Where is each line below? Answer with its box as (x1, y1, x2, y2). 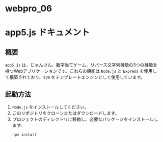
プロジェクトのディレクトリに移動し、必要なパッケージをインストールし (12, 116, 159, 122)
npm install (12, 132, 37, 137)
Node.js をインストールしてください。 (12, 104, 89, 110)
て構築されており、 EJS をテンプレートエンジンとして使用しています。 (5, 74, 145, 80)
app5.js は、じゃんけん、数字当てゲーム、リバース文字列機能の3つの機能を (5, 62, 158, 68)
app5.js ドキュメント (5, 27, 90, 38)
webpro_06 (5, 3, 53, 14)
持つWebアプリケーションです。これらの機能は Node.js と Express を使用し (5, 68, 157, 74)
